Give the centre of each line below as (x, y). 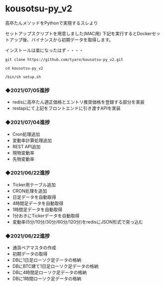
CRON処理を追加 (30, 191)
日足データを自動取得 (34, 197)
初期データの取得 (30, 254)
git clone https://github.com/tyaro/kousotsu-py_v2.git (64, 59)
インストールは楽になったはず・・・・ (44, 50)
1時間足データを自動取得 (37, 209)
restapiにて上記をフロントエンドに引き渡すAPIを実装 (66, 108)
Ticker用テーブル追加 (34, 184)
